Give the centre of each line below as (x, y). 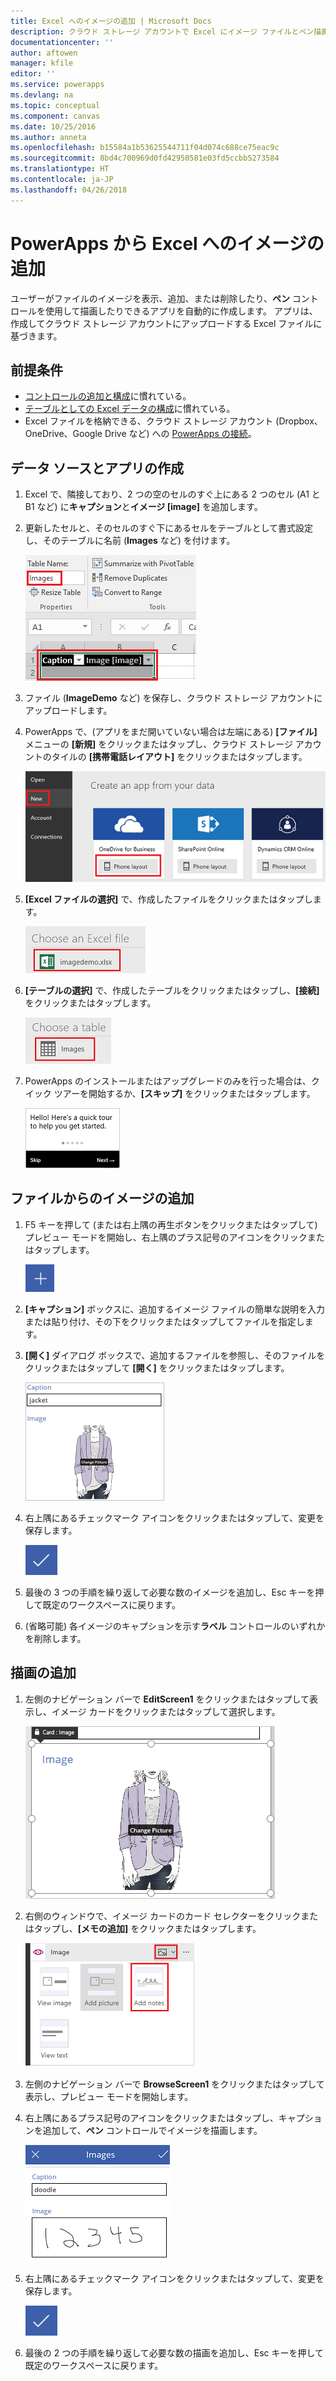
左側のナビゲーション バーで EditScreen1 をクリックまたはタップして (167, 1699)
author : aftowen (44, 53)
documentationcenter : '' (62, 42)
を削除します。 (55, 1638)
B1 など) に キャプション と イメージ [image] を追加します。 (143, 507)
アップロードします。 (68, 711)
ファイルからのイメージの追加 (102, 1198)
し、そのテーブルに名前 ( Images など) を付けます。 (130, 541)
